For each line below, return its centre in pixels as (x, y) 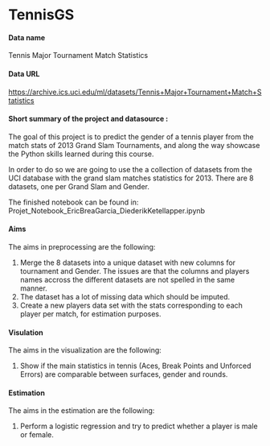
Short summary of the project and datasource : (88, 119)
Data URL (24, 73)
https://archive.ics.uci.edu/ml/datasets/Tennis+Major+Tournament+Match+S (135, 92)
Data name (27, 37)
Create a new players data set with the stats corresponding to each (131, 305)
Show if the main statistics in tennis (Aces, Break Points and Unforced (135, 366)
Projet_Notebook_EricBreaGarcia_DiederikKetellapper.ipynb (107, 210)
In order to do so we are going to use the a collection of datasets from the (131, 169)
